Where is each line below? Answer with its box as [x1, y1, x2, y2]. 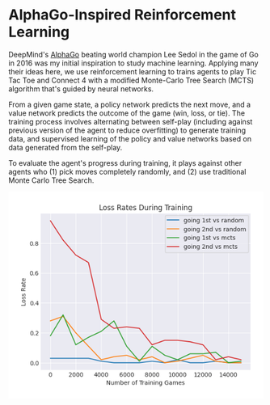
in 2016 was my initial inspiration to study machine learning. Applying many [8, 58, 259, 68]
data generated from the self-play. [8, 142, 123, 152]
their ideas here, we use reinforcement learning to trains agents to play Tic [8, 66, 257, 76]
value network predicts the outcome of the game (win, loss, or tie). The [8, 108, 245, 118]
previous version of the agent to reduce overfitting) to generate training [8, 125, 247, 135]
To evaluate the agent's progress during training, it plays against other [8, 158, 243, 167]
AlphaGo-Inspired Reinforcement [8, 6, 237, 24]
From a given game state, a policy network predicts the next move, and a [8, 99, 251, 109]
